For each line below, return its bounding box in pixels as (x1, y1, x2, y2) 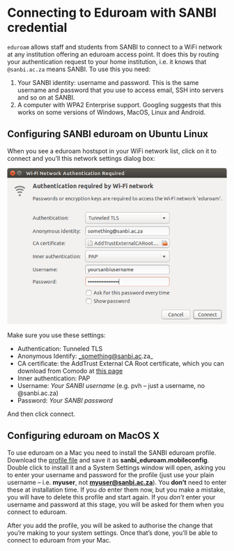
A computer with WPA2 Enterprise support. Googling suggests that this (17, 100, 221, 109)
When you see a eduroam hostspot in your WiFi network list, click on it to (7, 146, 217, 155)
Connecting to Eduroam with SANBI (7, 5, 217, 21)
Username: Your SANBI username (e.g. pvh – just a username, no (17, 382, 205, 390)
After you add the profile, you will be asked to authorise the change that (7, 521, 213, 529)
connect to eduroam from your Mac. (7, 536, 111, 544)
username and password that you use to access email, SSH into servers (17, 86, 224, 94)
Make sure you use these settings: (7, 331, 106, 339)
